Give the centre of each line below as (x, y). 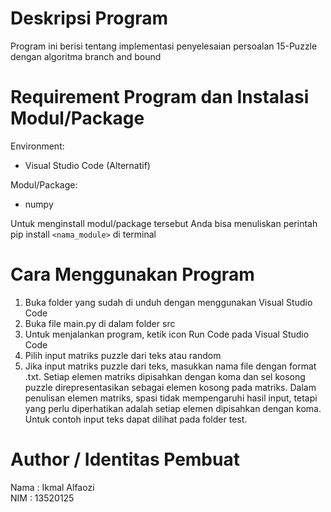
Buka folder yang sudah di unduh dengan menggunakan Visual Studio (168, 302)
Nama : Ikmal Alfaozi (52, 487)
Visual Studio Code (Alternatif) (87, 165)
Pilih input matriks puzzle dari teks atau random (123, 355)
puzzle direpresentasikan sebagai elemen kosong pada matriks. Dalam (170, 387)
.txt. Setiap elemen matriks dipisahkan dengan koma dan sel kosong (165, 376)
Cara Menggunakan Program (132, 274)
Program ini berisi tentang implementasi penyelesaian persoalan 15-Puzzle (164, 46)
